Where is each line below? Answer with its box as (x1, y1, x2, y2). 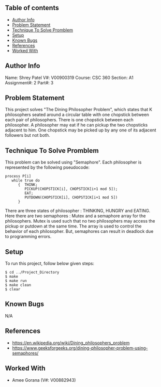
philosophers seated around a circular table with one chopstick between (5, 112, 149, 118)
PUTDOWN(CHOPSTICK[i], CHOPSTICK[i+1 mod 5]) (24, 195, 118, 200)
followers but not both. (5, 132, 50, 138)
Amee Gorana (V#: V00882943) (12, 377, 76, 383)
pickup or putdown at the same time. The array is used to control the (5, 223, 142, 229)
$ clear (5, 287, 21, 292)
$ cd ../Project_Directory (5, 270, 59, 275)
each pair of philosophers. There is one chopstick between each (5, 117, 134, 123)
